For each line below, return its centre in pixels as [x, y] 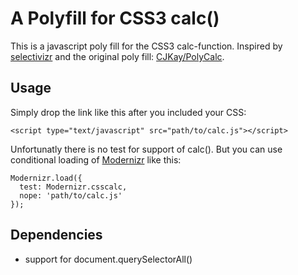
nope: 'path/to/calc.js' [71, 195]
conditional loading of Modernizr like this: [96, 159]
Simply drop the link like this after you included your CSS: [128, 112]
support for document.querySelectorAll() [108, 259]
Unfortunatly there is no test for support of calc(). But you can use [146, 149]
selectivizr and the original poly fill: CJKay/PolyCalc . [117, 56]
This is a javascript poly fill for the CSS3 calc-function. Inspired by [146, 46]
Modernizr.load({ [46, 178]
